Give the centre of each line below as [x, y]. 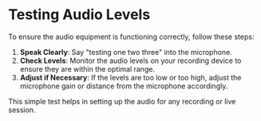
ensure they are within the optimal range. [87, 68]
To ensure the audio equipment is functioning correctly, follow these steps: [131, 37]
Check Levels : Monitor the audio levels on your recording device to [130, 60]
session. [22, 110]
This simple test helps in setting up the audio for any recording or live [122, 101]
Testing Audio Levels [79, 15]
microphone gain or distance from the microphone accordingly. [124, 86]
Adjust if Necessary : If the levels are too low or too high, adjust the [130, 77]
